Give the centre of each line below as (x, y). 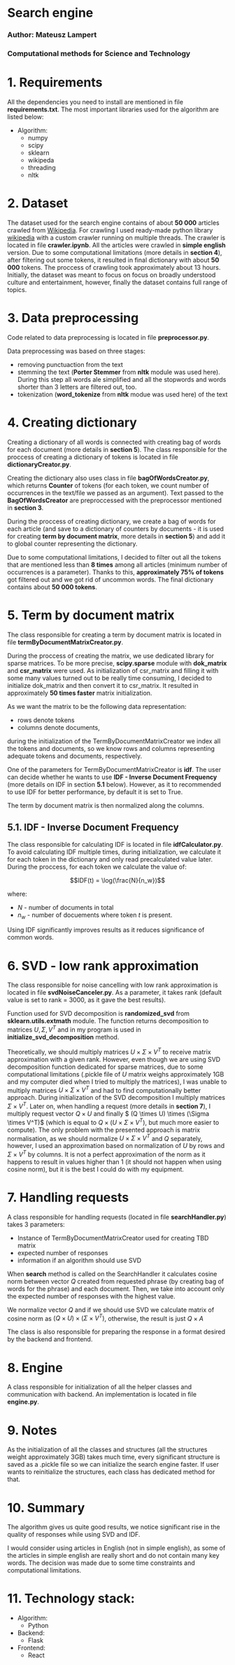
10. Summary (46, 1508)
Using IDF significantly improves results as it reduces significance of (106, 930)
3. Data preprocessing (73, 318)
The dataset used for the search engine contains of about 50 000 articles (113, 223)
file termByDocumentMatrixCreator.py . (65, 642)
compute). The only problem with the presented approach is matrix (104, 1130)
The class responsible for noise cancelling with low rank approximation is (113, 985)
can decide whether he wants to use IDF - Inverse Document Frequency (112, 777)
